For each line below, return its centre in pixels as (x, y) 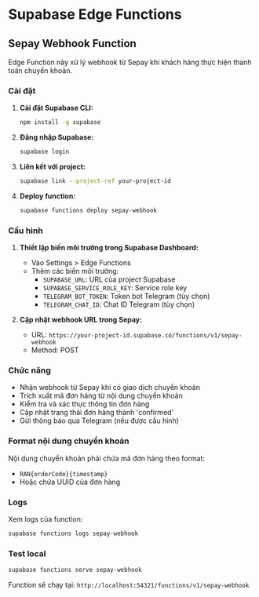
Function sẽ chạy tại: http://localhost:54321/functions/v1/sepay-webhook (129, 585)
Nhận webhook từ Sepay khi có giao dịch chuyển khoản (109, 388)
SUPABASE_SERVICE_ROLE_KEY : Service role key (115, 288)
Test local (27, 553)
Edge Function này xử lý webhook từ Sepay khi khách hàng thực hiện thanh (130, 62)
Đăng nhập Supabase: (57, 137)
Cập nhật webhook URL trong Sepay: (81, 320)
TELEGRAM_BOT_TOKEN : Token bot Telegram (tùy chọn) (126, 297)
